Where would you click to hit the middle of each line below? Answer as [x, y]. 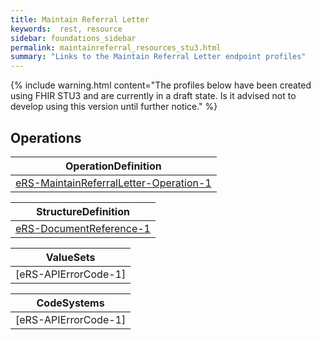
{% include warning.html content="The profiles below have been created [161, 85]
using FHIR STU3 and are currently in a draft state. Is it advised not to [153, 96]
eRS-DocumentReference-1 [83, 228]
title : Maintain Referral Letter [80, 19]
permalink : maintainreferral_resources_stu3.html [116, 47]
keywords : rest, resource [66, 29]
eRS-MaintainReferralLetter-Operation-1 [113, 183]
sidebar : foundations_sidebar [73, 38]
